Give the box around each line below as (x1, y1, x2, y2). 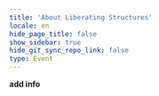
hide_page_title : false (9, 29, 98, 38)
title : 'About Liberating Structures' (9, 12, 153, 22)
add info (9, 79, 41, 89)
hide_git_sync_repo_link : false (9, 46, 129, 55)
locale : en (9, 21, 50, 30)
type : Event (9, 54, 53, 63)
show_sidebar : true (9, 37, 82, 47)
